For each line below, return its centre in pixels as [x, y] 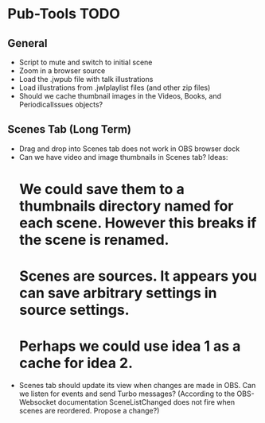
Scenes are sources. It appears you [138, 276]
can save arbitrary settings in [118, 293]
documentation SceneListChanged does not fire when [146, 402]
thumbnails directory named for [126, 206]
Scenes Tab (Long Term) [70, 129]
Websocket [37, 402]
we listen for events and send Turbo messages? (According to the [127, 394]
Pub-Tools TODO [64, 14]
